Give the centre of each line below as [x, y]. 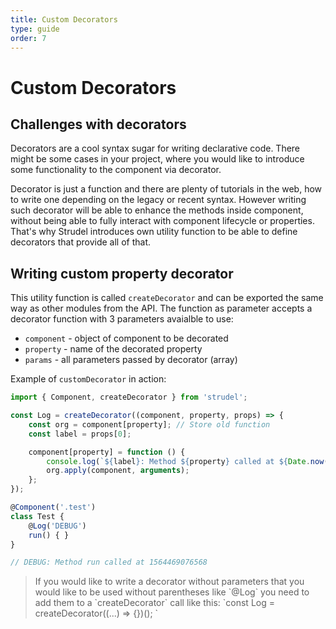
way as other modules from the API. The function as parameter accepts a [161, 308]
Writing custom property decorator [122, 273]
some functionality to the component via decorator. [116, 170]
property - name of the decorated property [113, 349]
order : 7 [28, 38]
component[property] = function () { [107, 452]
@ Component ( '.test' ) [53, 507]
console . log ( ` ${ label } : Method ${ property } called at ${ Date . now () [189, 461]
